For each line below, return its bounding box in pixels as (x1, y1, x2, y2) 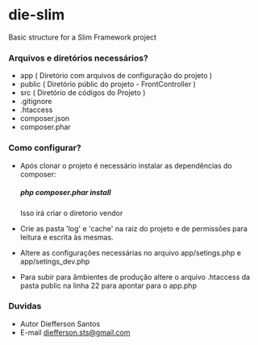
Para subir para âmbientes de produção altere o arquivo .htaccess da (19, 272, 251, 281)
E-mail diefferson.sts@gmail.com (19, 327, 131, 337)
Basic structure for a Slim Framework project (8, 32, 157, 42)
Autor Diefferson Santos (19, 318, 101, 328)
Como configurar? (8, 143, 82, 154)
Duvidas (8, 301, 42, 312)
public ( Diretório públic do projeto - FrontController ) (19, 79, 196, 89)
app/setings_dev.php (19, 256, 90, 266)
